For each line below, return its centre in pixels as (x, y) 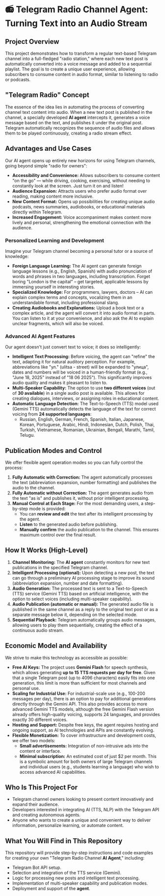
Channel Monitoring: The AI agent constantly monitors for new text (81, 562)
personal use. (26, 688)
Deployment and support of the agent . (51, 889)
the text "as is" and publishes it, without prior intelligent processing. (81, 498)
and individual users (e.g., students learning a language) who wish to (89, 766)
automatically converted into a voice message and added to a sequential (78, 64)
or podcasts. (18, 80)
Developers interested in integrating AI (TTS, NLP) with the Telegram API (86, 810)
